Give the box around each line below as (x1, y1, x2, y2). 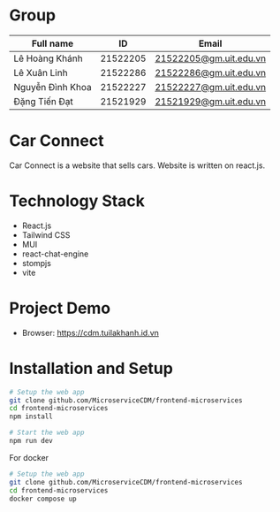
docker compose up (9, 494, 77, 503)
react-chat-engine (21, 248, 89, 259)
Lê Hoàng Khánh (13, 52, 83, 65)
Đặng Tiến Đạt (13, 95, 73, 107)
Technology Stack (9, 191, 146, 211)
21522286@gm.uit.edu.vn (154, 66, 267, 79)
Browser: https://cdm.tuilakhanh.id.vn (21, 327, 159, 338)
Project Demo (9, 298, 111, 318)
